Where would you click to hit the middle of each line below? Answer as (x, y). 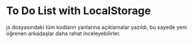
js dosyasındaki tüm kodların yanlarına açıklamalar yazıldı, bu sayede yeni (96, 27)
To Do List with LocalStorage (79, 11)
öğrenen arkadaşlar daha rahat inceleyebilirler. (63, 33)
